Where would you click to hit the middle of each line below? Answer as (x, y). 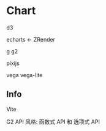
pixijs (13, 63)
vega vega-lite (25, 75)
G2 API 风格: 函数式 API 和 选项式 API (53, 122)
